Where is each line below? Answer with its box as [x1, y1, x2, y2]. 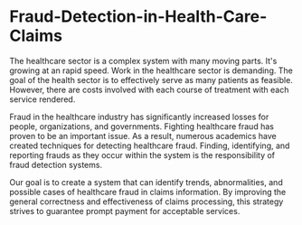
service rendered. [9, 93, 76, 105]
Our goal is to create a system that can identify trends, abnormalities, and [9, 176, 283, 187]
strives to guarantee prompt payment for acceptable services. [9, 205, 241, 216]
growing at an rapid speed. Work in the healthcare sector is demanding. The [9, 65, 294, 76]
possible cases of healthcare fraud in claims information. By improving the [9, 186, 287, 197]
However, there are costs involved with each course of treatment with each [9, 84, 289, 95]
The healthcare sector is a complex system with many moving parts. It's [9, 55, 278, 66]
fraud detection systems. [9, 159, 102, 170]
